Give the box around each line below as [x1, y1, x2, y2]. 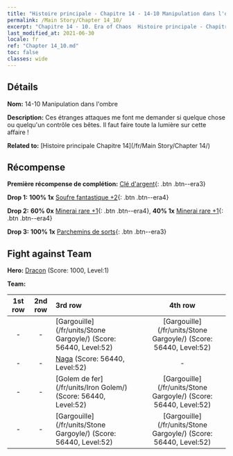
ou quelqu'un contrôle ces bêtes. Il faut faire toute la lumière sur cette [7, 120, 207, 129]
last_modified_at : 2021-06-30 [7, 29, 95, 37]
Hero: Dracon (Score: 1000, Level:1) [7, 266, 110, 275]
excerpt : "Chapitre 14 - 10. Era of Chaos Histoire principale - [7, 23, 203, 30]
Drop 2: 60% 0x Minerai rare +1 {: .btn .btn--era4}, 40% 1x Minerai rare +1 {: [7, 206, 224, 215]
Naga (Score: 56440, [55, 354, 125, 364]
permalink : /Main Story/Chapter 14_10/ [7, 17, 123, 24]
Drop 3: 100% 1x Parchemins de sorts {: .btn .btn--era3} [7, 227, 167, 236]
